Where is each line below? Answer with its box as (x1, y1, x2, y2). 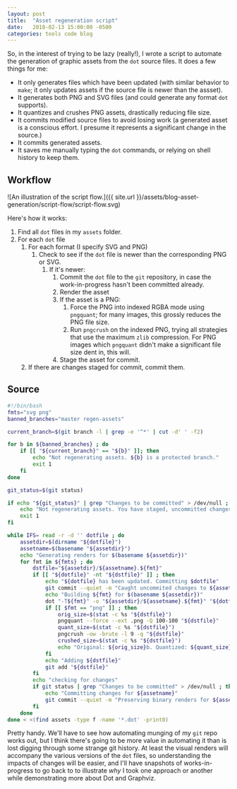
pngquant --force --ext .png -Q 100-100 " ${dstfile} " (57, 617, 219, 625)
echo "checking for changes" (32, 676, 119, 684)
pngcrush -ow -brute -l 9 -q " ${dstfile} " (57, 630, 185, 638)
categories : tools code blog (7, 30, 93, 38)
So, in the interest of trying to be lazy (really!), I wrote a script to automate (7, 50, 222, 58)
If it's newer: (49, 265, 86, 274)
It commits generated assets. (17, 139, 102, 147)
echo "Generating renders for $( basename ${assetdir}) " (20, 551, 188, 559)
